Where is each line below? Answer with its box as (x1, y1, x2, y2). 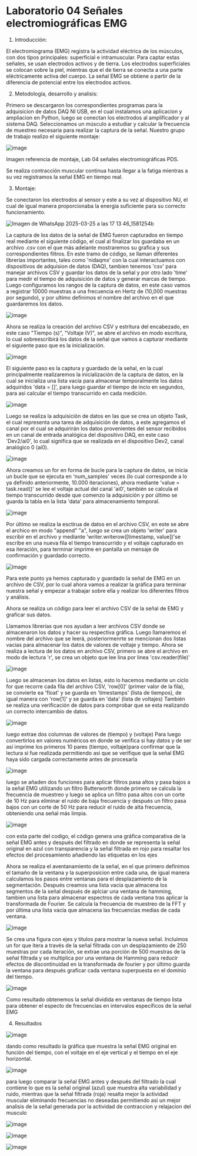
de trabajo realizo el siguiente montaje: (6, 132, 101, 139)
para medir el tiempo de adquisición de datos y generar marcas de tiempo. (6, 275, 187, 282)
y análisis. (6, 593, 31, 600)
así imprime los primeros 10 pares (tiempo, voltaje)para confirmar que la (6, 743, 181, 750)
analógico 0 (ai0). (6, 443, 49, 451)
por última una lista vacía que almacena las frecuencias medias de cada (6, 906, 181, 913)
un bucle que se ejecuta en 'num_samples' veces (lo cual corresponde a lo (6, 473, 188, 480)
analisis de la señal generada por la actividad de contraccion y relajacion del (6, 1102, 191, 1110)
